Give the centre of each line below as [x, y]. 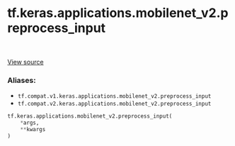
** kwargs [33, 129]
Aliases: [22, 80]
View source [25, 62]
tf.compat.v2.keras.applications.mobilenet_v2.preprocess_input [114, 104]
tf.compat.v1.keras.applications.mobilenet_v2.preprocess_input [114, 96]
